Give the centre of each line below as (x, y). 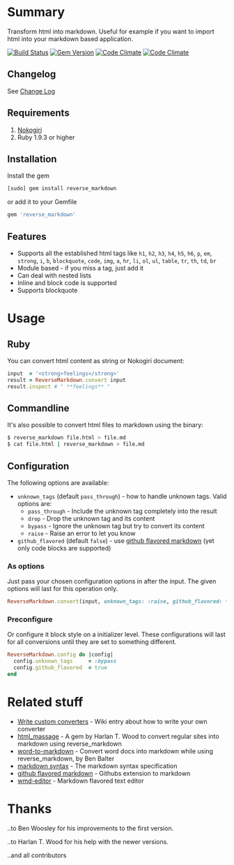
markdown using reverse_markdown (69, 744)
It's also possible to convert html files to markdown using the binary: (105, 425)
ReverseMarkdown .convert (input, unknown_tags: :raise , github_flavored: (115, 602)
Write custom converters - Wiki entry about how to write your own (112, 721)
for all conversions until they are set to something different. (92, 642)
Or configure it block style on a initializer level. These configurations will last (117, 634)
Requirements (38, 113)
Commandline (38, 408)
